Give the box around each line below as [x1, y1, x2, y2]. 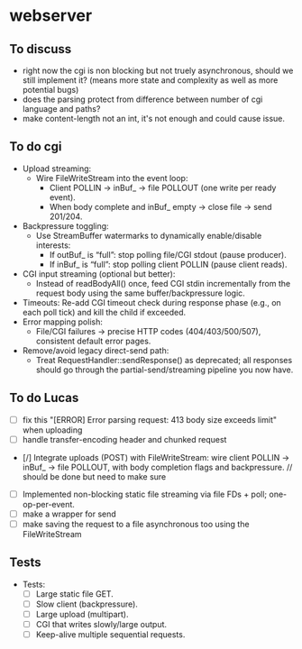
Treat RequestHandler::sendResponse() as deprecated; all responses [35, 354, 293, 365]
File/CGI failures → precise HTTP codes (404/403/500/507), [35, 325, 261, 336]
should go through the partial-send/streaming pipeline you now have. [35, 364, 294, 375]
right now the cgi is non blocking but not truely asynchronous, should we [22, 65, 294, 76]
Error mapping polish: [22, 316, 104, 327]
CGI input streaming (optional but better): [22, 268, 176, 279]
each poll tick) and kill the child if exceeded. [22, 306, 187, 317]
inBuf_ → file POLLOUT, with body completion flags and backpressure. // [22, 462, 293, 472]
